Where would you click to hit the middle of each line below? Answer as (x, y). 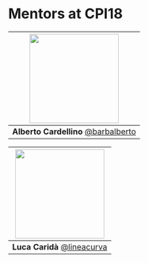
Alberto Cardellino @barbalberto (74, 131)
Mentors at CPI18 (66, 14)
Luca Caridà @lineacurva (60, 246)
